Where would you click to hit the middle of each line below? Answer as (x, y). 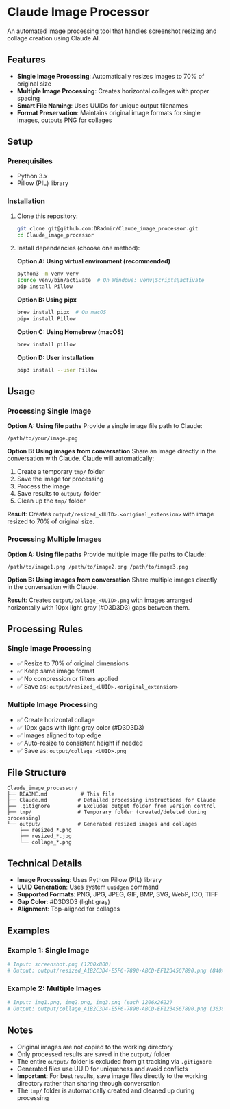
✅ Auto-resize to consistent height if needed (80, 743)
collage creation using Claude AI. (54, 38)
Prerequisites (30, 161)
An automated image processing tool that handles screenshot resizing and (112, 31)
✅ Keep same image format (56, 671)
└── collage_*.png (46, 842)
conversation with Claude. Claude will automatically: (81, 458)
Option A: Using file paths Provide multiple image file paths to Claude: (107, 554)
